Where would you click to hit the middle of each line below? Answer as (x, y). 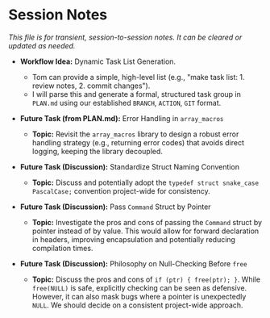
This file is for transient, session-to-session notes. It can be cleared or (125, 37)
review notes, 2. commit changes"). (91, 86)
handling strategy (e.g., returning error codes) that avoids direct (138, 142)
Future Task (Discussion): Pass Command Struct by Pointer (115, 207)
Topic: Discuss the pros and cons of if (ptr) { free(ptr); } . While (146, 279)
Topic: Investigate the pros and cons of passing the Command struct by (147, 222)
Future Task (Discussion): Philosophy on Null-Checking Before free (133, 263)
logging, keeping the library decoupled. (98, 151)
